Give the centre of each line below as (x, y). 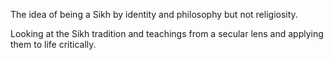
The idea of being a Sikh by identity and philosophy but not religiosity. (154, 14)
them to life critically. (53, 44)
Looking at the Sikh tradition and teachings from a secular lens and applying (167, 33)
